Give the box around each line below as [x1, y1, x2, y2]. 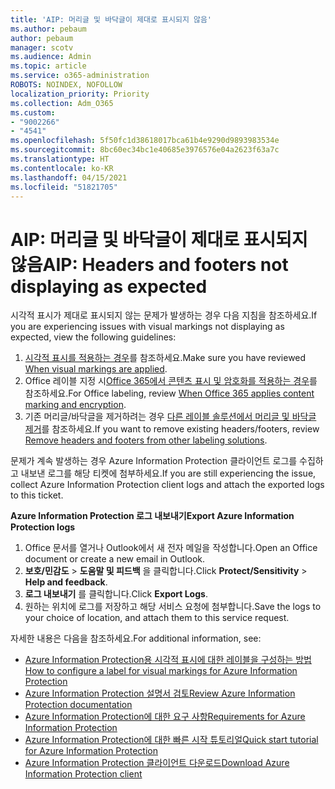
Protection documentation [24, 699, 133, 711]
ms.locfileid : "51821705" [10, 182, 118, 192]
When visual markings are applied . [24, 363, 168, 375]
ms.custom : [10, 107, 56, 118]
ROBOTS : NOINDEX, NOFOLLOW [10, 80, 123, 90]
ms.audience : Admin [10, 52, 92, 62]
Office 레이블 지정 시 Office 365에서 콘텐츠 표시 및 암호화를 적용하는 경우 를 [24, 375, 318, 387]
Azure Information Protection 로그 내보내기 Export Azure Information [10, 510, 295, 522]
